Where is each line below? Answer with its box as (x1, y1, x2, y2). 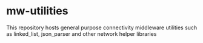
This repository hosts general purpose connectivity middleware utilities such (6, 24, 198, 31)
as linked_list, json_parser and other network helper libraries (6, 30, 157, 37)
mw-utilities (6, 4, 68, 18)
